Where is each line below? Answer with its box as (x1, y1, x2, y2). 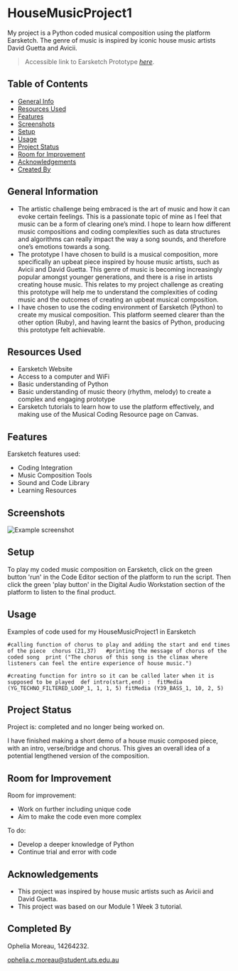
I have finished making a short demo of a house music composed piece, (7, 736, 219, 745)
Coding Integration (17, 464, 73, 472)
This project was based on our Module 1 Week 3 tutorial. (17, 902, 183, 911)
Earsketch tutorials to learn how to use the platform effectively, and (17, 403, 215, 411)
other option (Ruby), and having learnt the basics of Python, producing (17, 318, 225, 327)
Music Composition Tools (17, 471, 92, 479)
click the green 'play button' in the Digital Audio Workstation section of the (7, 580, 225, 588)
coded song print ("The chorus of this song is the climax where (7, 653, 208, 661)
